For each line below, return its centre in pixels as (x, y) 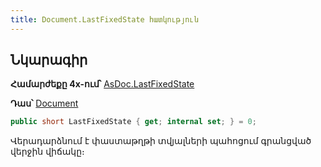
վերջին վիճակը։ (47, 152)
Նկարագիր (49, 60)
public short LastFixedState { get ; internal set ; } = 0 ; (133, 122)
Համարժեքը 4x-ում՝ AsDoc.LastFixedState (102, 84)
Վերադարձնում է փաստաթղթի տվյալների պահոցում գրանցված (161, 141)
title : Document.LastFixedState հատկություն (104, 19)
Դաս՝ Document (44, 103)
